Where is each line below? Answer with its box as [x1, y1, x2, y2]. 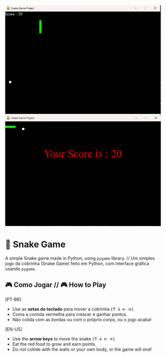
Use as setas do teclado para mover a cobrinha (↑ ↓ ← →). [12, 306, 135, 312]
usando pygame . [5, 266, 36, 272]
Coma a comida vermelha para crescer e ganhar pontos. [12, 311, 127, 317]
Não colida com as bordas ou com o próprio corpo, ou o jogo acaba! [12, 316, 152, 322]
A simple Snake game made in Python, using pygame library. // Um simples [5, 255, 155, 261]
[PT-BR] [5, 296, 21, 302]
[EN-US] [5, 326, 23, 332]
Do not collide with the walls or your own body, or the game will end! [12, 346, 152, 352]
